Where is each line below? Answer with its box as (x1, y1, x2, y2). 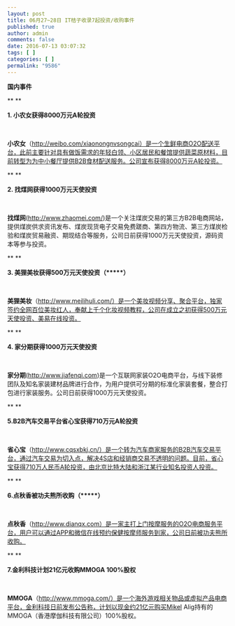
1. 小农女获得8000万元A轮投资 (7, 111, 96, 119)
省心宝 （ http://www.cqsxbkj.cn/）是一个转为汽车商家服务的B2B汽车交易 (7, 445, 215, 453)
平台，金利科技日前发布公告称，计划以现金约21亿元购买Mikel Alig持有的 (7, 602, 213, 611)
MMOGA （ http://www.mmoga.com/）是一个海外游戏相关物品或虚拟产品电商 (7, 594, 227, 602)
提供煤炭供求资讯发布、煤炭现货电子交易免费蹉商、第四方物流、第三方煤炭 (7, 222, 222, 231)
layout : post (7, 10, 45, 17)
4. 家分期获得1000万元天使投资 (7, 342, 97, 350)
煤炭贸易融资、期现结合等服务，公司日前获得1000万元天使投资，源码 (19, 231, 218, 239)
